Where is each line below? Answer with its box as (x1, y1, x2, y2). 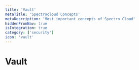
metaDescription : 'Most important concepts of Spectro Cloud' (5, 16, 136, 21)
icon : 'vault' (5, 35, 35, 40)
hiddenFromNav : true (5, 21, 48, 26)
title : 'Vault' (5, 7, 36, 12)
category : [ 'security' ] (5, 30, 54, 35)
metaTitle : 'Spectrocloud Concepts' (5, 12, 80, 17)
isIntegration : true (5, 26, 48, 31)
